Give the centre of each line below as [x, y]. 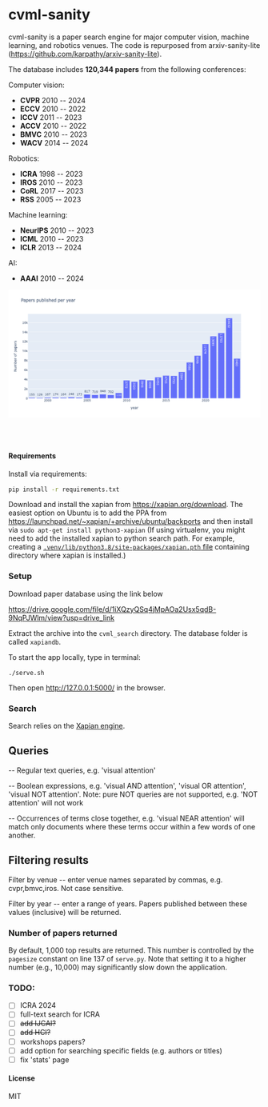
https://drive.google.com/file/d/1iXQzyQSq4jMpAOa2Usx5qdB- [112, 609]
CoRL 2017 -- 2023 [52, 190]
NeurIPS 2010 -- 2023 [57, 230]
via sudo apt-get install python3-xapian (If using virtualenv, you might [127, 530]
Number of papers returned [63, 933]
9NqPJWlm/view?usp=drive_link [61, 617]
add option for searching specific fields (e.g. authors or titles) [121, 1050]
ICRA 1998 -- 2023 [51, 174]
